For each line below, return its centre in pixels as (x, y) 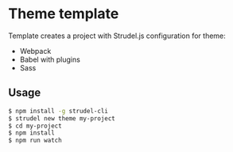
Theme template (64, 14)
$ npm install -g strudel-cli (58, 111)
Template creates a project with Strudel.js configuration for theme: (117, 36)
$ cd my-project (35, 126)
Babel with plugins (50, 59)
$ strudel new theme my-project (62, 118)
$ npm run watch (35, 141)
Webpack (35, 51)
